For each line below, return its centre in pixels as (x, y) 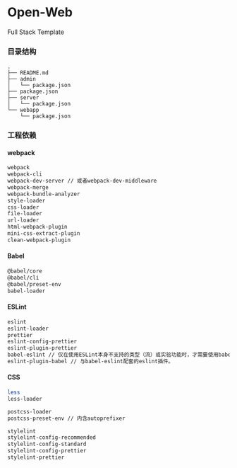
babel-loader (26, 291)
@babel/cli (23, 278)
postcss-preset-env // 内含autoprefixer (66, 418)
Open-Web (40, 12)
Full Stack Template (36, 32)
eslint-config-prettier (42, 342)
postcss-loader (30, 411)
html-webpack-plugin (38, 227)
